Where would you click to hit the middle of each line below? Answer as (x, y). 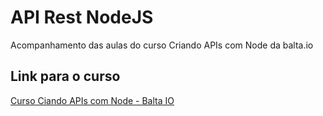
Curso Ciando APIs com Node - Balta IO (92, 100)
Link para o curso (65, 76)
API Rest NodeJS (82, 17)
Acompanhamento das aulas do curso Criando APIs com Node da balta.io (162, 45)
